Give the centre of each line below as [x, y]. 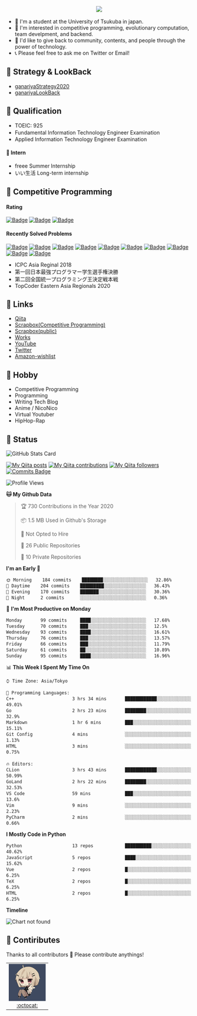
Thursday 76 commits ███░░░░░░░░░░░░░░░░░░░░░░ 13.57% [88, 638]
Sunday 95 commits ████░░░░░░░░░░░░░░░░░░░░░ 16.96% [88, 656]
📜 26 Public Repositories [50, 546]
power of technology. [40, 47]
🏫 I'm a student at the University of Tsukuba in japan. [79, 21]
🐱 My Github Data [29, 495]
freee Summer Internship [45, 166]
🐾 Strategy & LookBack [49, 72]
